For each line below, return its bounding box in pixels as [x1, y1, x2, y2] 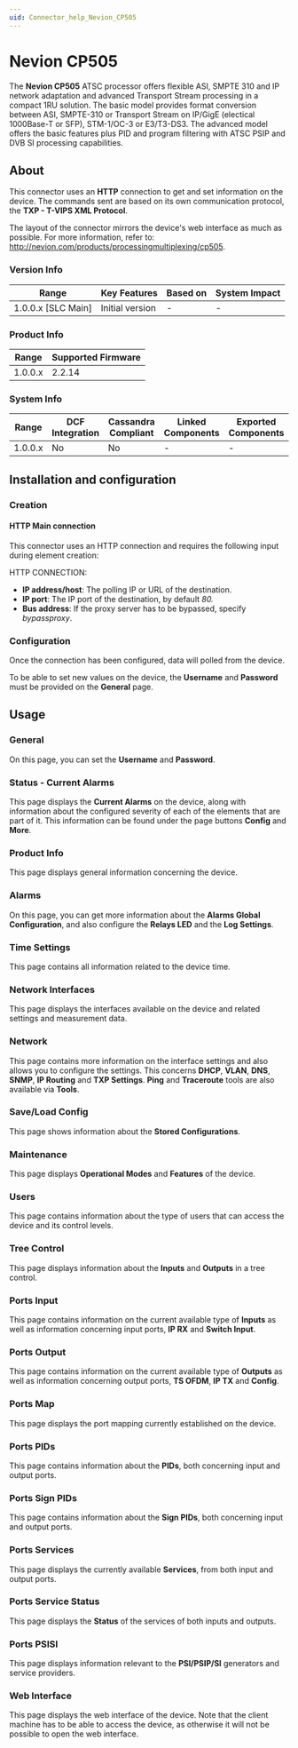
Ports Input [9, 1294, 59, 1307]
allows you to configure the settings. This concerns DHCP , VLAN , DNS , [9, 1065, 271, 1076]
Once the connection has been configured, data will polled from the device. [9, 655, 286, 666]
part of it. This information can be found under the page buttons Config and [9, 815, 286, 826]
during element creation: [9, 550, 99, 560]
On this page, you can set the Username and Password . [9, 754, 216, 765]
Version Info [9, 264, 64, 276]
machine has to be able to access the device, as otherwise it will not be [9, 1720, 271, 1730]
